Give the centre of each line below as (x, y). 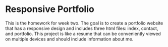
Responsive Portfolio (50, 9)
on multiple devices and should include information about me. (69, 39)
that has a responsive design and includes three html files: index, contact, (82, 28)
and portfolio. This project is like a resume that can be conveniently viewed (83, 33)
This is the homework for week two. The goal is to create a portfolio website (84, 23)
